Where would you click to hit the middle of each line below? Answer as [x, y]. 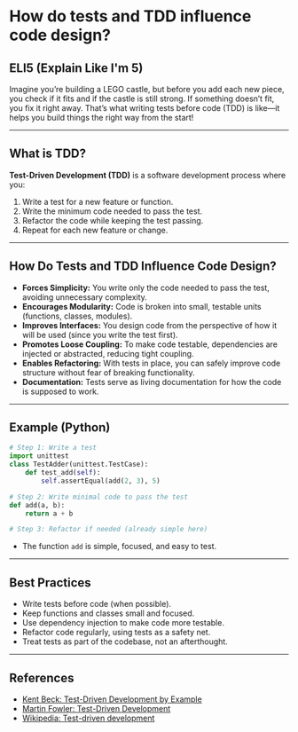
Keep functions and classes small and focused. [108, 613]
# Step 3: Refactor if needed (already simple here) [109, 530]
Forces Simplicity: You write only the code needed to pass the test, [146, 287]
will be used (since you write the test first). [100, 335]
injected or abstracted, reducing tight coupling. [108, 353]
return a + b [49, 513]
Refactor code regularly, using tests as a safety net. [116, 633]
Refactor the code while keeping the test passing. [113, 220]
